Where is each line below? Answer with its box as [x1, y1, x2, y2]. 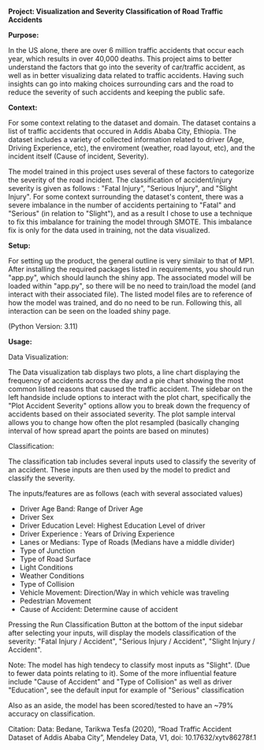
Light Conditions [19, 563, 73, 572]
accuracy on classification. [8, 709, 96, 718]
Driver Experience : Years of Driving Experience [19, 529, 175, 539]
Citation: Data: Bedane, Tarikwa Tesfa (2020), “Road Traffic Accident [8, 725, 232, 733]
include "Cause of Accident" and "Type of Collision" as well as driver [8, 677, 232, 686]
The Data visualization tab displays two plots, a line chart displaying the [8, 368, 240, 377]
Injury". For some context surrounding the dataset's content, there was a [8, 192, 244, 201]
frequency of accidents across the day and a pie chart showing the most [8, 376, 244, 385]
